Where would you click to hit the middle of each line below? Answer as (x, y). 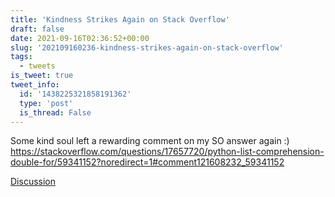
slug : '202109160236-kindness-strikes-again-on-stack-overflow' (147, 47)
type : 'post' (46, 103)
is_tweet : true (42, 76)
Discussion (33, 182)
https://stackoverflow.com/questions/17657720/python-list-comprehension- (167, 152)
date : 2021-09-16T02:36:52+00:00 (80, 38)
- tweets (37, 66)
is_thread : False (55, 112)
